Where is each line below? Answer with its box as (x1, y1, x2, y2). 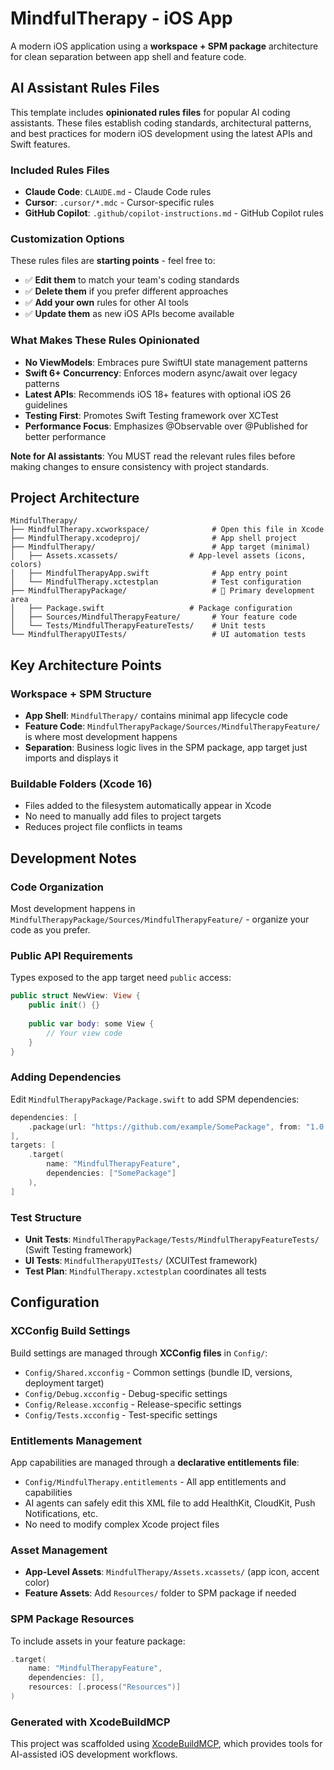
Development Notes (10, 850, 137, 867)
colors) (10, 560, 43, 570)
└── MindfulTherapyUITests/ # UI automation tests (10, 630, 307, 640)
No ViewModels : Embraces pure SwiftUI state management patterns (24, 356, 308, 368)
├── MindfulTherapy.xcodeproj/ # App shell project (10, 533, 298, 544)
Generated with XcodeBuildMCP (10, 1715, 171, 1729)
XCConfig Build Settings (10, 1324, 131, 1338)
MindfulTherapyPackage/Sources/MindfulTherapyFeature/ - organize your (10, 913, 310, 926)
